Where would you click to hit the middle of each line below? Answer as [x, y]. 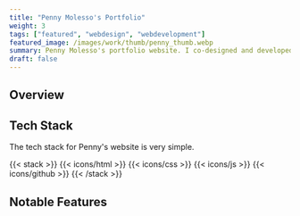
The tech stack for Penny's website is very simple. [102, 147]
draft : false [33, 59]
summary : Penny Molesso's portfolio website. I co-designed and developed [151, 51]
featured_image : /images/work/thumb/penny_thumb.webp [112, 42]
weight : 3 [28, 26]
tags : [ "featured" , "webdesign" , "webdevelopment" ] [107, 34]
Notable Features [58, 202]
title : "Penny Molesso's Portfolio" [77, 17]
